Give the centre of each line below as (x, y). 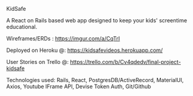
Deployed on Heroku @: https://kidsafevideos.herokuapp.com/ (85, 50)
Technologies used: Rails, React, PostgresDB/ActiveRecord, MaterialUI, (95, 80)
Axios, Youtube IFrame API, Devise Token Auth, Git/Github (79, 86)
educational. (22, 27)
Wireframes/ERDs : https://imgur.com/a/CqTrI (63, 38)
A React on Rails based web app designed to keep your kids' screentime (97, 20)
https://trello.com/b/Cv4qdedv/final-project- (125, 62)
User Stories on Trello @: (38, 62)
